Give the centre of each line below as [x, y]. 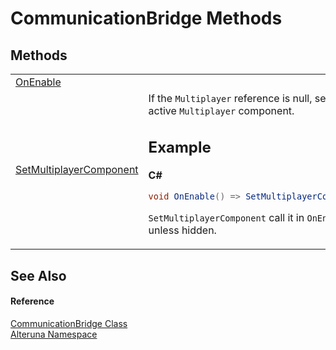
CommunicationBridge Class [69, 324]
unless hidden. [182, 230]
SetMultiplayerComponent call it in [226, 218]
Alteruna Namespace [54, 334]
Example [180, 147]
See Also [38, 275]
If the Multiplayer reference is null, [230, 98]
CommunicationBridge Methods [146, 18]
